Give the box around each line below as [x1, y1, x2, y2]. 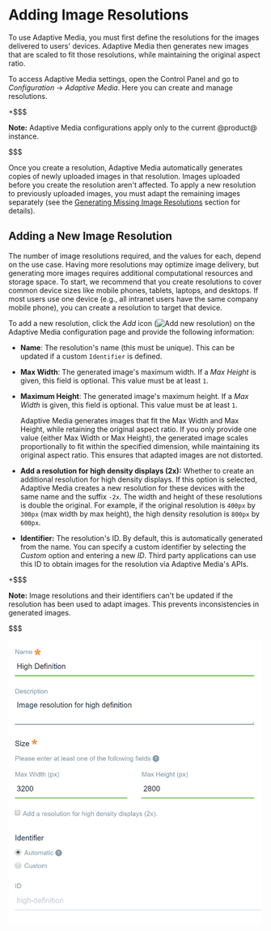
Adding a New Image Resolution [8, 230, 172, 243]
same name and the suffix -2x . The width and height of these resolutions [19, 491, 263, 501]
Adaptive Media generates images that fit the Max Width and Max [19, 415, 239, 425]
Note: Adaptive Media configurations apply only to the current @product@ [8, 122, 257, 132]
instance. [8, 131, 40, 141]
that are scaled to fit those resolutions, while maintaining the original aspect [8, 49, 260, 59]
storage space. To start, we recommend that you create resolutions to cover [8, 277, 262, 286]
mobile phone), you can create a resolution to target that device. [8, 302, 222, 312]
